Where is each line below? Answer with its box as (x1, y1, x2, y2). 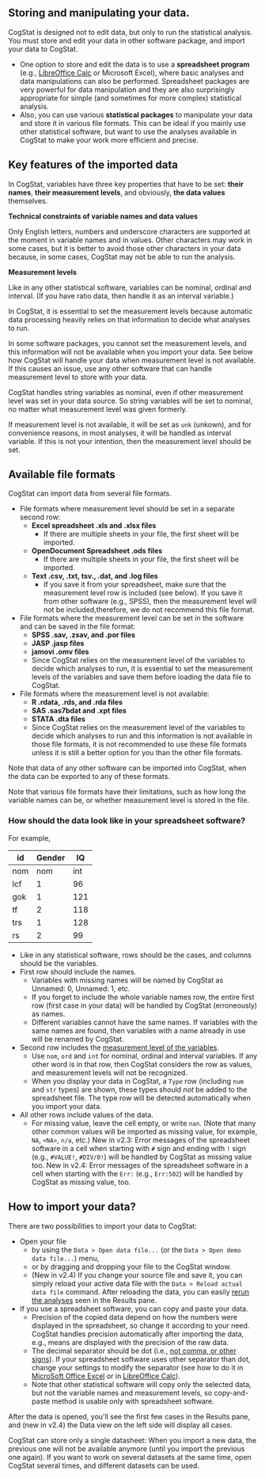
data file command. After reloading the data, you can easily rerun (31, 1286, 249, 1297)
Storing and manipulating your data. (8, 6, 190, 20)
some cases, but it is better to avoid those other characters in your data (8, 243, 241, 253)
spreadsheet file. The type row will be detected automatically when (31, 1092, 251, 1103)
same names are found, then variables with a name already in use (31, 1025, 246, 1035)
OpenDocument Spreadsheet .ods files (31, 546, 163, 556)
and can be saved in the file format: (19, 621, 136, 632)
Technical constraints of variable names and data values (8, 211, 199, 221)
